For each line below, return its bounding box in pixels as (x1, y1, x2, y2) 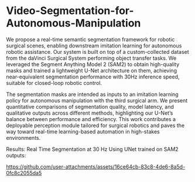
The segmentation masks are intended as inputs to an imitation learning (6, 91, 179, 98)
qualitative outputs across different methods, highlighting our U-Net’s (6, 109, 173, 116)
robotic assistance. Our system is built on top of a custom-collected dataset (6, 48, 189, 55)
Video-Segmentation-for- (6, 4, 134, 18)
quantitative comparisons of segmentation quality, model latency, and (6, 103, 175, 110)
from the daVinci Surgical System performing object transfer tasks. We (6, 54, 177, 61)
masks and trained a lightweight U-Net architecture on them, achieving (6, 67, 177, 74)
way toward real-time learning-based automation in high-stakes (6, 128, 160, 135)
